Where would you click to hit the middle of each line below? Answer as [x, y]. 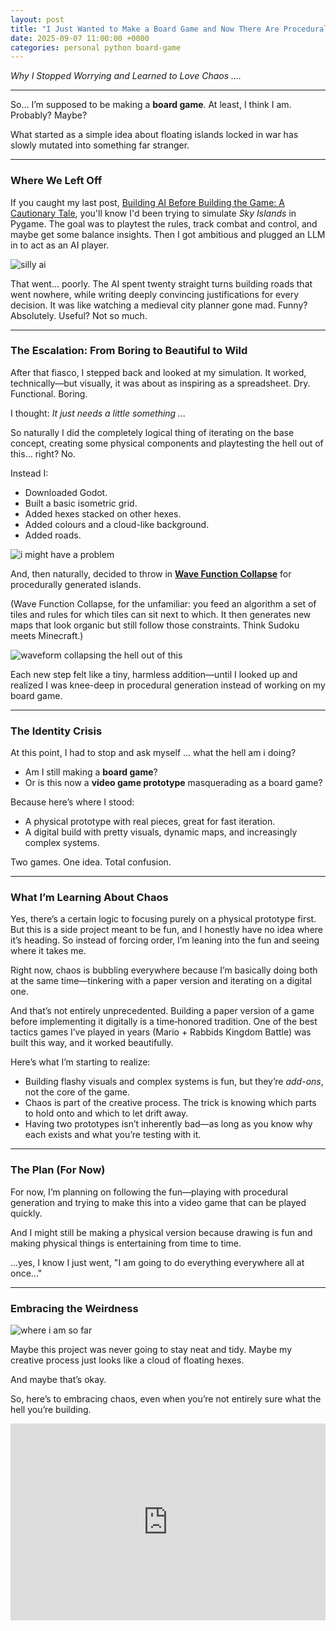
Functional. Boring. [49, 393]
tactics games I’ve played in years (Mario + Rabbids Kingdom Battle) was [161, 1032]
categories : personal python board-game [96, 47]
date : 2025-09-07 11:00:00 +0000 [80, 38]
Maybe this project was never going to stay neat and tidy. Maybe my [151, 1350]
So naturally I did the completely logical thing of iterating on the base [152, 432]
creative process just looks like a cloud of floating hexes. [127, 1360]
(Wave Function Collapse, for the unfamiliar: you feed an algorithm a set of [163, 603]
